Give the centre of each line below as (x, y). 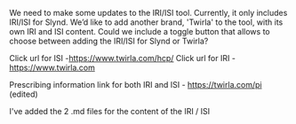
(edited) (24, 94)
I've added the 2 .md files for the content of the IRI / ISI (110, 111)
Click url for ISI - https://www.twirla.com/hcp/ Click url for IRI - (122, 58)
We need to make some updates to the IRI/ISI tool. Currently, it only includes (148, 13)
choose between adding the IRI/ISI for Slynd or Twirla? (109, 41)
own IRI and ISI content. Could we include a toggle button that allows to (140, 31)
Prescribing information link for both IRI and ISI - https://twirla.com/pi (136, 85)
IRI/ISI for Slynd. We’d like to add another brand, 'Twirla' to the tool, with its (146, 22)
